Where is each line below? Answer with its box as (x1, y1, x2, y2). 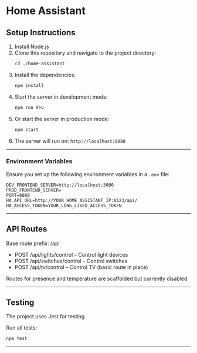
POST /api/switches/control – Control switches (14, 257, 128, 264)
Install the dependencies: (14, 71, 76, 78)
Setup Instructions (6, 28, 76, 38)
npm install (14, 82, 44, 89)
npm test (6, 336, 28, 342)
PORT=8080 (6, 192, 30, 198)
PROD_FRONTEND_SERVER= (6, 187, 62, 193)
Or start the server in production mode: (14, 115, 110, 122)
